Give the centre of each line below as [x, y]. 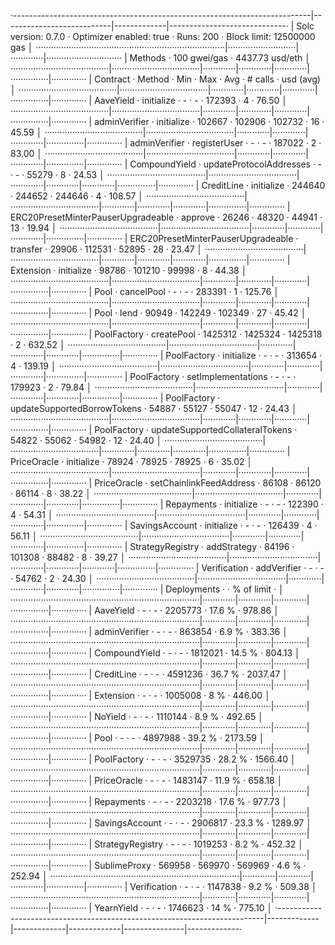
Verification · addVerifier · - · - [263, 568]
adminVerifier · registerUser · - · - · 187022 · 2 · [225, 143]
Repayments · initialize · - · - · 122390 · [244, 504]
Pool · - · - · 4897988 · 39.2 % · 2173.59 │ [179, 738]
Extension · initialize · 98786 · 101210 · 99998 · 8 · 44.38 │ [129, 270]
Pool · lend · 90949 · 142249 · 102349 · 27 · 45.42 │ [200, 313]
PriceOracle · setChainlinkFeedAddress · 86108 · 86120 [208, 483]
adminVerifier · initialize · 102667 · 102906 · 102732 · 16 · [209, 121]
